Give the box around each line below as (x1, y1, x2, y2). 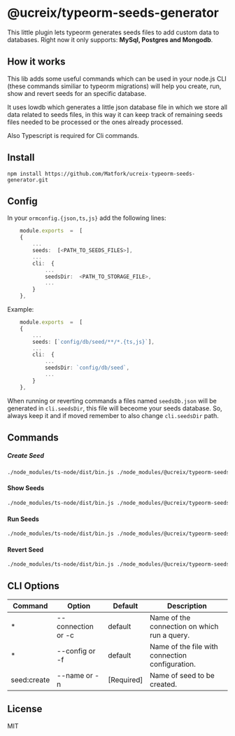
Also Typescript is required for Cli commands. (7, 131, 140, 139)
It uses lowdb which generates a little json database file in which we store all (7, 103, 227, 111)
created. (150, 679, 177, 689)
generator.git (7, 176, 49, 183)
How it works (7, 56, 66, 68)
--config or (56, 646, 96, 655)
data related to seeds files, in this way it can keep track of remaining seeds (7, 110, 223, 118)
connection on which (150, 621, 219, 631)
